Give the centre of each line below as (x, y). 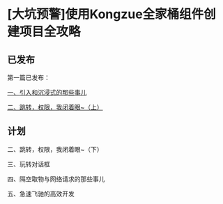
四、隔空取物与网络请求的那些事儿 (56, 179)
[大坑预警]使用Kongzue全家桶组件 (106, 14)
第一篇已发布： (29, 78)
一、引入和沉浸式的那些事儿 (47, 92)
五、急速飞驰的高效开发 (41, 194)
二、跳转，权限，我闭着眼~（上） (55, 107)
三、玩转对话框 (29, 164)
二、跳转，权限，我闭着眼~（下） (55, 149)
